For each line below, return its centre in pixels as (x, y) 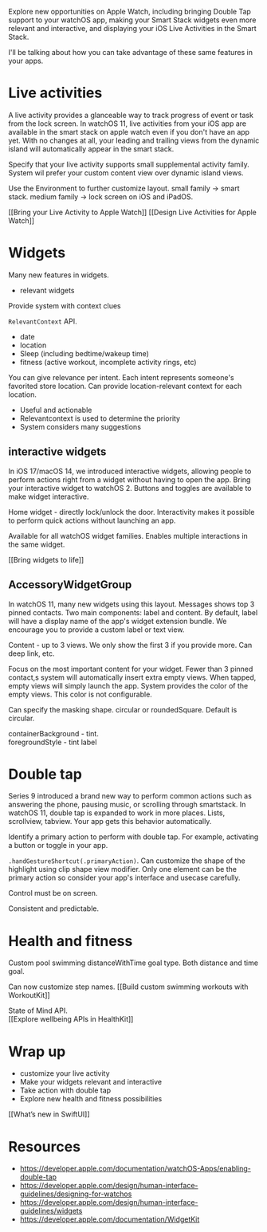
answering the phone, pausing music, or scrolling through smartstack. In (127, 805)
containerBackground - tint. (54, 733)
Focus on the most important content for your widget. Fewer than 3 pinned (131, 669)
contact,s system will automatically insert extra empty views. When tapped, (132, 677)
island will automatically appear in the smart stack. (91, 149)
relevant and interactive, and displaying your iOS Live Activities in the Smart (132, 28)
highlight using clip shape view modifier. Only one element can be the (123, 869)
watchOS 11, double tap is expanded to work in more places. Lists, (117, 813)
